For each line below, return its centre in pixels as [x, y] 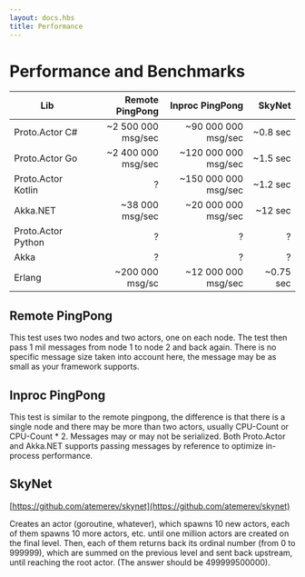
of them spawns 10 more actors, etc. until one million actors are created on [149, 533]
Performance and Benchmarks [127, 71]
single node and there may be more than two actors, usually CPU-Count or [149, 427]
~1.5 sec [272, 158]
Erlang [28, 278]
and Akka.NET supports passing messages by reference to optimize [137, 446]
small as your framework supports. [74, 367]
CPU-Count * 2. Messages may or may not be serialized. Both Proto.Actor [148, 436]
